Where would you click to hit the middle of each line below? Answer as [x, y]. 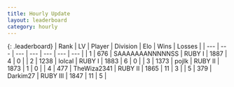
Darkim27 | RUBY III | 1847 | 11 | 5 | [57, 76]
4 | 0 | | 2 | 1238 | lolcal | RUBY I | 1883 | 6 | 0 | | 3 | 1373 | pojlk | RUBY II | [113, 61]
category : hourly [33, 26]
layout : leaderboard [37, 20]
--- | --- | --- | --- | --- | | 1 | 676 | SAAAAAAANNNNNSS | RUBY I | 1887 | [121, 54]
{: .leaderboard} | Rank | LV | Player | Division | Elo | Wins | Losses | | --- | [113, 47]
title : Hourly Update [39, 14]
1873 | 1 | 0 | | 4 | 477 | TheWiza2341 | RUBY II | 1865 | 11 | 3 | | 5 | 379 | [110, 69]
